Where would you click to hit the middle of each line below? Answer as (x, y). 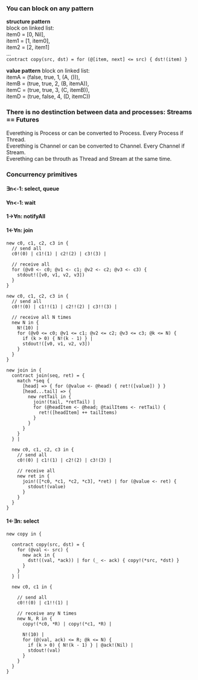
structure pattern (28, 22)
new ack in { (39, 555)
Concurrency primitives (42, 174)
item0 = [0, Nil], (26, 34)
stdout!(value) (47, 486)
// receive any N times (47, 613)
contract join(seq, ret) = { (48, 375)
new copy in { (24, 534)
